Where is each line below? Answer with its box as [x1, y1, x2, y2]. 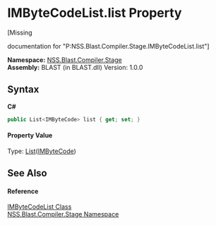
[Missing [7, 28, 33, 37]
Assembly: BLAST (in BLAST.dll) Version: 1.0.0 [7, 63, 143, 71]
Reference [7, 187, 39, 195]
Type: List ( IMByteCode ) [7, 147, 76, 155]
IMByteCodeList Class [7, 202, 72, 211]
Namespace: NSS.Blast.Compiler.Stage [7, 55, 122, 64]
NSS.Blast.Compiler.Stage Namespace [7, 210, 119, 219]
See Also [7, 167, 47, 179]
